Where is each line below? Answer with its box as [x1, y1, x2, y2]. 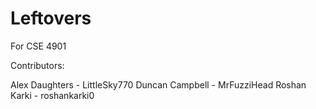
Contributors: [10, 59, 65, 71]
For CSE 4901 [10, 40, 67, 52]
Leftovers [10, 7, 92, 30]
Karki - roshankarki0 [10, 89, 95, 101]
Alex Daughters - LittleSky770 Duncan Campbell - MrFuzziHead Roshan [10, 78, 307, 91]
